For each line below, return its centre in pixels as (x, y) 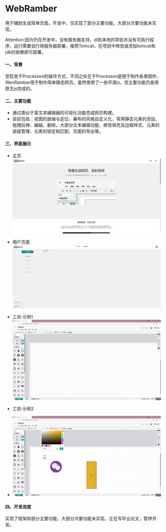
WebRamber (31, 9)
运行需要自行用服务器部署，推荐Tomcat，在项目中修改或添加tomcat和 (84, 46)
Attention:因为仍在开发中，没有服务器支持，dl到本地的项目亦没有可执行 (77, 40)
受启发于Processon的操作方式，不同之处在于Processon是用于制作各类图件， (83, 76)
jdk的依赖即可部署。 (25, 52)
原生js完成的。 (20, 89)
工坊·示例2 (23, 409)
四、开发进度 (18, 507)
